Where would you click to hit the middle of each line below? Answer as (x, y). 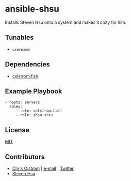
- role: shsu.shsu (34, 115)
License (17, 130)
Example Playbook (33, 91)
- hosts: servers (23, 103)
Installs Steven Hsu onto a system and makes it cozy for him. (66, 22)
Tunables (19, 38)
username (21, 49)
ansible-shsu (32, 9)
